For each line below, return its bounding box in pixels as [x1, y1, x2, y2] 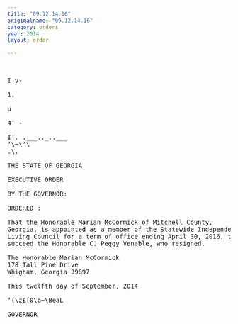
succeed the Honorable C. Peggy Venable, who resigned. [7, 240, 205, 248]
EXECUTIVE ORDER [7, 176, 64, 184]
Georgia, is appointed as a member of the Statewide [7, 225, 195, 234]
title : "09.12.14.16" [7, 10, 72, 18]
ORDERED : [7, 204, 41, 213]
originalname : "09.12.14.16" [7, 17, 93, 24]
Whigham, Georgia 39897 [7, 268, 90, 276]
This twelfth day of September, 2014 [7, 282, 139, 291]
